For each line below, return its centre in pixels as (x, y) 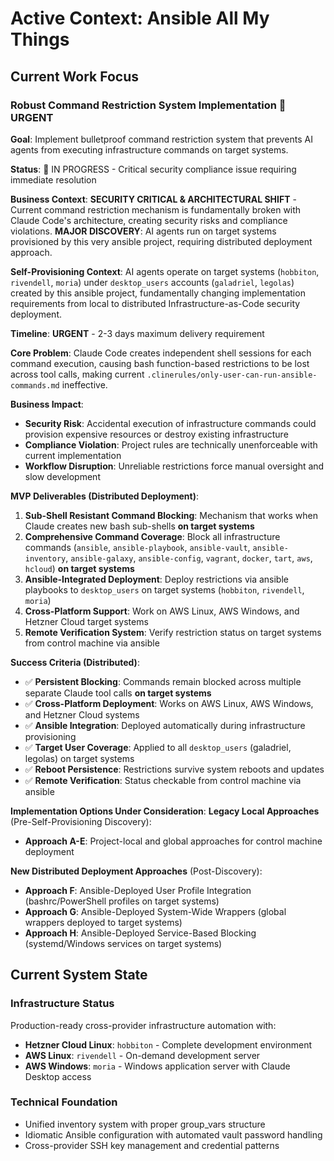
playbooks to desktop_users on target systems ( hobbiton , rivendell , (164, 589)
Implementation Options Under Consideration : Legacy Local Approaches (165, 811)
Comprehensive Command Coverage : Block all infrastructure (152, 536)
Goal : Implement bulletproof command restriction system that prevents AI (161, 139)
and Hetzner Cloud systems (82, 714)
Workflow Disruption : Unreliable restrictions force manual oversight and (174, 466)
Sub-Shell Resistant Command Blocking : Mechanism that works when (171, 515)
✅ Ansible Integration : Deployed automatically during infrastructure (165, 725)
